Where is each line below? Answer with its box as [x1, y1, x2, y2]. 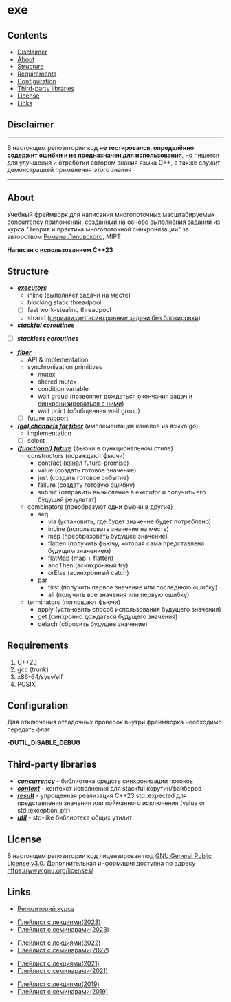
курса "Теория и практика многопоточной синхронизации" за [7, 225, 189, 233]
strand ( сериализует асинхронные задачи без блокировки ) [27, 313, 201, 322]
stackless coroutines [16, 334, 79, 342]
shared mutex [37, 377, 77, 386]
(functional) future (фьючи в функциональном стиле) [16, 443, 174, 452]
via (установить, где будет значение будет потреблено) [47, 517, 212, 525]
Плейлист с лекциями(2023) [16, 918, 101, 926]
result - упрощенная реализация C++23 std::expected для [16, 791, 187, 800]
